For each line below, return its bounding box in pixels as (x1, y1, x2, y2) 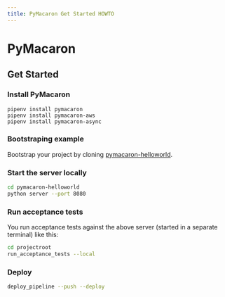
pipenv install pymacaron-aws (7, 112, 96, 119)
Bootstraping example (7, 134, 84, 144)
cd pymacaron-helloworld (7, 184, 80, 191)
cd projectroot (7, 244, 52, 251)
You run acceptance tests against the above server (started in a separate (7, 223, 218, 232)
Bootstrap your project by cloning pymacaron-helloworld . (7, 150, 173, 158)
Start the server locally (7, 168, 88, 177)
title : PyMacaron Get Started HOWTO (7, 10, 114, 18)
